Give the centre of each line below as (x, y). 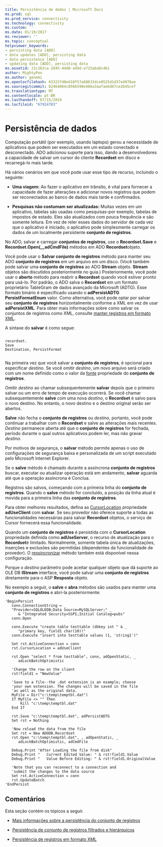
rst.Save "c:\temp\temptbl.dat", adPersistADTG (61, 716)
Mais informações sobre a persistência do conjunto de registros (76, 820)
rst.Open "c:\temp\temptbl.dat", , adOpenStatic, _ (65, 738)
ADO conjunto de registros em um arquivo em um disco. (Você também (77, 261)
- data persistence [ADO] (31, 59)
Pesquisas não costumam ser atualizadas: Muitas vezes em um (77, 206)
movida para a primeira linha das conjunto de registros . (61, 498)
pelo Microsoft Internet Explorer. (37, 458)
